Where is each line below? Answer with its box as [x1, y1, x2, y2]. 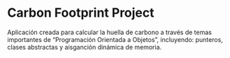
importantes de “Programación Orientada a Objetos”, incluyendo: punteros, [7, 35, 224, 43]
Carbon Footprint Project [7, 5, 155, 21]
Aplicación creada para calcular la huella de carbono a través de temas [7, 28, 212, 36]
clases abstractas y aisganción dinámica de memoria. [7, 43, 162, 51]
